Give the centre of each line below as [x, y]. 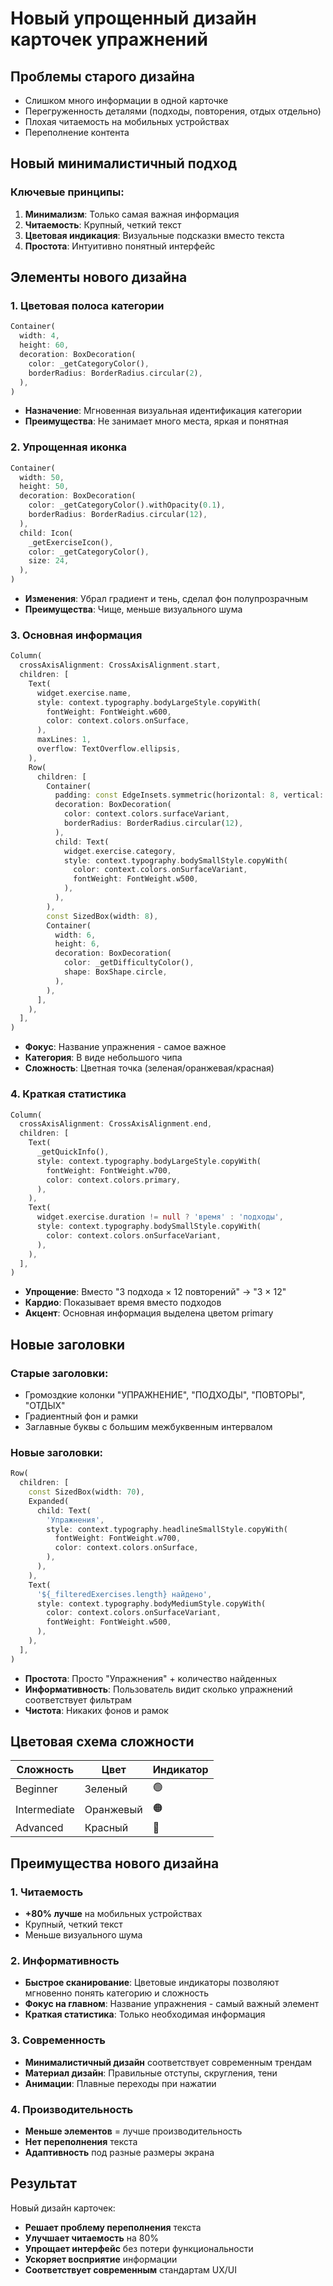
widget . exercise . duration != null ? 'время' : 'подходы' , [160, 1217]
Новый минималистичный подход [124, 163]
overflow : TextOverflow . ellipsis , [109, 749]
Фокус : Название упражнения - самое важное [125, 1047]
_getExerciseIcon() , [71, 542]
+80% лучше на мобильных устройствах [113, 1914]
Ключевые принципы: [67, 192]
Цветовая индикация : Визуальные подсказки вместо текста [154, 235]
